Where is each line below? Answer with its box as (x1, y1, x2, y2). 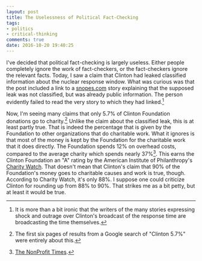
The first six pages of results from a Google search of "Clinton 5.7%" (14, 230, 186, 238)
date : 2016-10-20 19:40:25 (6, 43, 74, 49)
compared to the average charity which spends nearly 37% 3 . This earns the (6, 149, 195, 157)
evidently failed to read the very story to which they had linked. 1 (6, 97, 164, 105)
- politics (6, 25, 34, 32)
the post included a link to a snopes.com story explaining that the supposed (6, 84, 194, 91)
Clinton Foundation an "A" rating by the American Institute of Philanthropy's (6, 156, 193, 164)
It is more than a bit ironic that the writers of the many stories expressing (14, 206, 195, 213)
